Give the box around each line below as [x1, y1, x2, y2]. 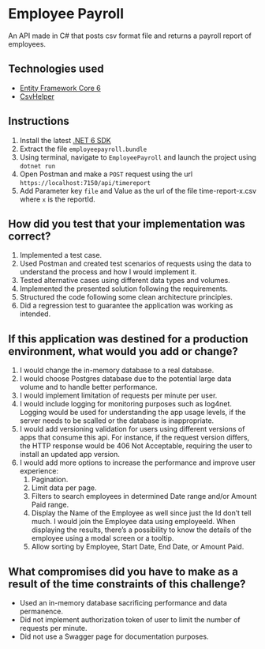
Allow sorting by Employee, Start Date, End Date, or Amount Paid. [31, 542, 244, 552]
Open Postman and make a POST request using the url [19, 169, 193, 179]
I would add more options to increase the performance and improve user [19, 458, 256, 467]
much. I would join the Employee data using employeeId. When [31, 517, 236, 526]
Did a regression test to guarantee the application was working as [19, 301, 233, 311]
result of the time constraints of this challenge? [8, 577, 246, 591]
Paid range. [31, 500, 69, 510]
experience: [19, 466, 59, 476]
